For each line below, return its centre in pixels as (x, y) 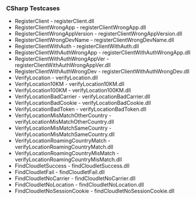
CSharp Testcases (33, 8)
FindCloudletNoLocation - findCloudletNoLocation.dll (79, 185)
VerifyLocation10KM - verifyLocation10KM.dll (70, 84)
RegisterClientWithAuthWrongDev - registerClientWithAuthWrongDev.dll (102, 72)
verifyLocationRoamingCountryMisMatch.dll (68, 160)
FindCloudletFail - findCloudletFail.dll (60, 172)
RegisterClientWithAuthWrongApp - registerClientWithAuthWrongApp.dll (102, 53)
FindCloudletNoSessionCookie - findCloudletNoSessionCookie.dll (94, 191)
